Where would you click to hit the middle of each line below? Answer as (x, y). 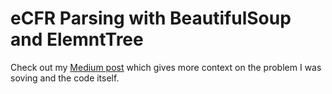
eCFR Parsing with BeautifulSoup (151, 18)
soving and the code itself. (65, 78)
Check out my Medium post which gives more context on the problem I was (166, 67)
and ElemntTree (77, 39)
